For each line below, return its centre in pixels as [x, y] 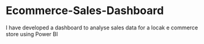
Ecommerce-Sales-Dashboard [85, 11]
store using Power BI [32, 34]
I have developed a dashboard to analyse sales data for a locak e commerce [102, 28]
